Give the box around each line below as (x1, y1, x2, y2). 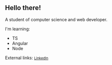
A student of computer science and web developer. (5, 16, 108, 22)
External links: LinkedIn (5, 55, 48, 61)
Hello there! (5, 4, 41, 12)
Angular (12, 40, 28, 46)
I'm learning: (5, 26, 30, 32)
